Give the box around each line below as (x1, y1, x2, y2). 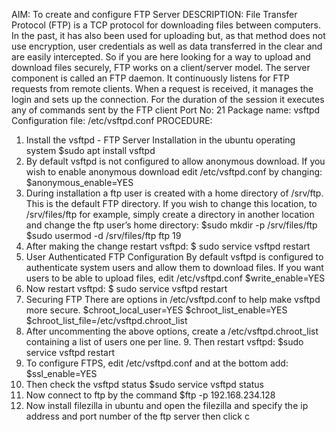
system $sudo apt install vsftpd (25, 145, 156, 156)
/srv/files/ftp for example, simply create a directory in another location (25, 209, 315, 220)
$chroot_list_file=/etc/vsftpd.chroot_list (25, 315, 188, 326)
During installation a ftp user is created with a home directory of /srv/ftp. (25, 187, 324, 199)
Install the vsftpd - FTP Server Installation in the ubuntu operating (25, 134, 296, 146)
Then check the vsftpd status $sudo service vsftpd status (25, 379, 264, 390)
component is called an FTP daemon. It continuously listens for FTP (11, 72, 290, 84)
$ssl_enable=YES (25, 368, 98, 379)
